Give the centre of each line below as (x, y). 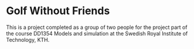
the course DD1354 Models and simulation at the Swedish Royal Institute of (97, 33)
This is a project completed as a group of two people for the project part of (97, 27)
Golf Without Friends (58, 11)
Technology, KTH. (28, 40)
